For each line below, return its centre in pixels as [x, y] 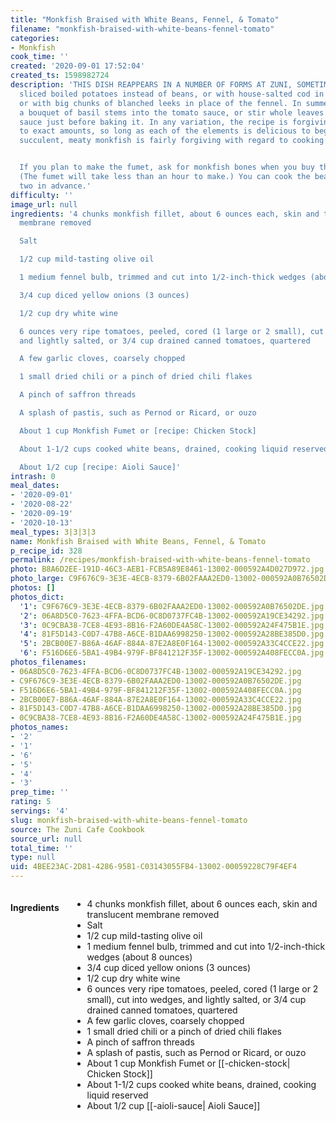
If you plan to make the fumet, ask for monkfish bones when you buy [167, 167]
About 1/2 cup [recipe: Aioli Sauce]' [100, 467]
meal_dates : [35, 486]
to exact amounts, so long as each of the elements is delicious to [165, 131]
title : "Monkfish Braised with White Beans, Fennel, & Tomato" [145, 19]
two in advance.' [55, 186]
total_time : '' [42, 848]
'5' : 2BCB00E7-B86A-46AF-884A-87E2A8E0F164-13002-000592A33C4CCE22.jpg [172, 644]
